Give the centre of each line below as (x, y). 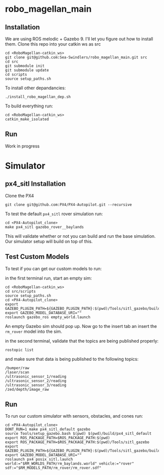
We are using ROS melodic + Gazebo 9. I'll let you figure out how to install (79, 39)
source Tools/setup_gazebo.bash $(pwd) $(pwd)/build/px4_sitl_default (78, 434)
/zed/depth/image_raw (27, 389)
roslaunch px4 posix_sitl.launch (39, 459)
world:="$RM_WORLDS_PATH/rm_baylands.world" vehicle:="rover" (70, 464)
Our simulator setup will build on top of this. (49, 241)
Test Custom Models (37, 257)
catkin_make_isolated (27, 119)
